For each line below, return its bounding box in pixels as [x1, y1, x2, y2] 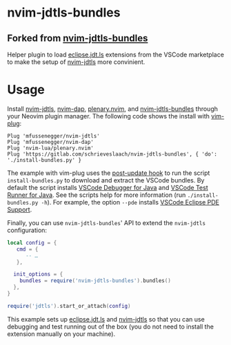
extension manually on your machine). [7, 329, 116, 338]
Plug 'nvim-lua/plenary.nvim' [7, 145, 94, 151]
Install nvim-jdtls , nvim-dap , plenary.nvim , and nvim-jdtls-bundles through [7, 105, 219, 113]
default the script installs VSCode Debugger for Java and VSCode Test [7, 183, 208, 191]
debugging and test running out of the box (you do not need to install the [7, 322, 214, 331]
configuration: [7, 226, 47, 234]
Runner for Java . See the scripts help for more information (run [7, 191, 186, 199]
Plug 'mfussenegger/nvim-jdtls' [7, 132, 100, 139]
